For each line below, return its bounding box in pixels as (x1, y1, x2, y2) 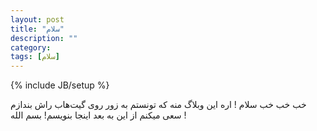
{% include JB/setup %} (10, 79, 110, 91)
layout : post (10, 14, 65, 25)
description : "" (10, 33, 78, 43)
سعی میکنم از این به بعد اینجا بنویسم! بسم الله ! (10, 109, 187, 121)
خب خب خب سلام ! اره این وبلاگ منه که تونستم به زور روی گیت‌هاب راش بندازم (10, 99, 307, 111)
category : (10, 42, 52, 53)
